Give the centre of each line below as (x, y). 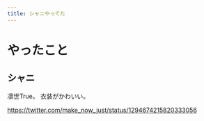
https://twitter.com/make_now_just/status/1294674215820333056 (102, 110)
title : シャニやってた (36, 14)
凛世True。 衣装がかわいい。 (48, 96)
